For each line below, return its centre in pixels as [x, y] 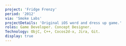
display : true [19, 36]
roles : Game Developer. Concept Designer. [48, 27]
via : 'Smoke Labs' [23, 18]
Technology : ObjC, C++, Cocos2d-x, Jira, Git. [53, 32]
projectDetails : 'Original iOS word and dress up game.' [63, 23]
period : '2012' [20, 14]
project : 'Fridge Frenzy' [31, 9]
